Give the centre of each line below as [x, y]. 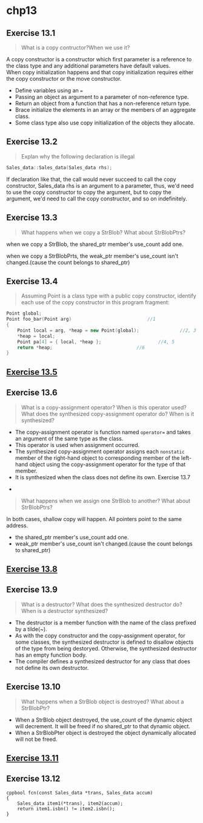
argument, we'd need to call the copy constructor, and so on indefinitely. [97, 199]
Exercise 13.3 [32, 218]
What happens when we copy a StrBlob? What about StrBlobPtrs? [103, 232]
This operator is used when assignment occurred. [77, 445]
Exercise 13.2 [32, 142]
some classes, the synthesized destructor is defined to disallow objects [104, 642]
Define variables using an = [49, 90]
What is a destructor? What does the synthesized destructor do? [102, 604]
